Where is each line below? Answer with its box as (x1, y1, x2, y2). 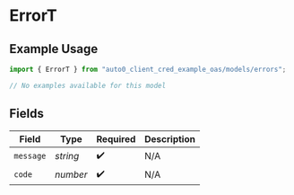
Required (96, 132, 136, 145)
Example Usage (9, 41, 99, 57)
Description (144, 132, 195, 145)
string (55, 150, 80, 163)
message (13, 151, 47, 162)
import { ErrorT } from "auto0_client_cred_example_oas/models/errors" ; (9, 65, 287, 74)
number (55, 168, 88, 181)
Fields (9, 106, 45, 121)
